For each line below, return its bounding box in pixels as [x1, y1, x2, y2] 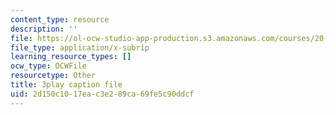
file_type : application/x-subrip [10, 42, 150, 53]
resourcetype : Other [10, 71, 97, 81]
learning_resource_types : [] [10, 52, 132, 62]
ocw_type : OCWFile [10, 61, 87, 71]
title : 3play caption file [10, 80, 123, 90]
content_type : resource [10, 14, 110, 25]
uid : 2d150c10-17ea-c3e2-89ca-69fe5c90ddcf [10, 89, 195, 99]
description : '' [10, 24, 78, 34]
